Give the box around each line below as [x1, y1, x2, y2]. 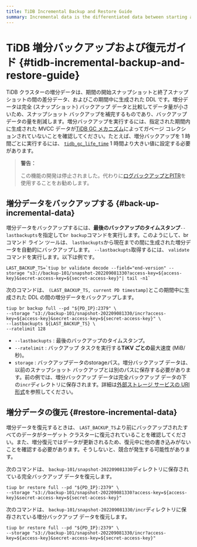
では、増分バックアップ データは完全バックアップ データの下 [40, 373, 187, 381]
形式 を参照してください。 [14, 388, 76, 396]
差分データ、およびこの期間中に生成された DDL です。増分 [42, 96, 184, 103]
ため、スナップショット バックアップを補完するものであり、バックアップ [11, 111, 188, 118]
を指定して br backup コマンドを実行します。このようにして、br [37, 232, 189, 239]
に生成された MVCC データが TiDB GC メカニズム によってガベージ [6, 125, 165, 132]
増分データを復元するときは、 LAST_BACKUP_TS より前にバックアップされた [6, 424, 183, 431]
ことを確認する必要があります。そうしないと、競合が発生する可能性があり [6, 446, 186, 453]
